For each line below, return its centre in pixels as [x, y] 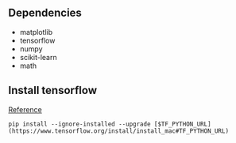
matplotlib [36, 32]
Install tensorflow [53, 90]
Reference [25, 109]
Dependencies [45, 13]
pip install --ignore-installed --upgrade [79, 124]
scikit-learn [38, 57]
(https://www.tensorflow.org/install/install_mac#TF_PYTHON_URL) [118, 131]
